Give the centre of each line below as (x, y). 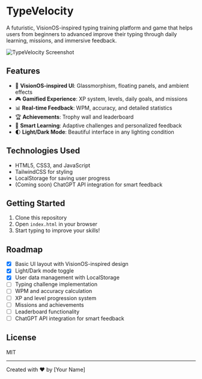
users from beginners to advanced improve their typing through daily (92, 34)
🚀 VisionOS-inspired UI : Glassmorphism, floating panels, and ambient (102, 85)
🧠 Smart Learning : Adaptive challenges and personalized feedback (98, 125)
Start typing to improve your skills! (57, 230)
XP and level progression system (56, 298)
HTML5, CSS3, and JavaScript (53, 165)
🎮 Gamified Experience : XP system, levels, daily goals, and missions (101, 99)
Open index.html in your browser (56, 224)
